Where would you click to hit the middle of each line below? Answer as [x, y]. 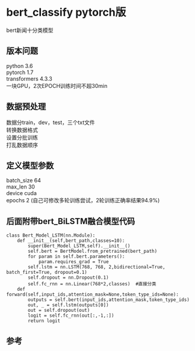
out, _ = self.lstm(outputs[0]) [69, 305]
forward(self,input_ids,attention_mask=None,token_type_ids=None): [93, 295]
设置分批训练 [22, 137]
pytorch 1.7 [20, 72]
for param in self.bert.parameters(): [76, 256]
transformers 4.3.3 [29, 78]
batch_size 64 [23, 181]
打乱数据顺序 [22, 144]
